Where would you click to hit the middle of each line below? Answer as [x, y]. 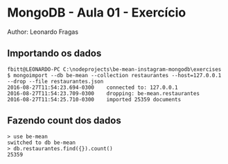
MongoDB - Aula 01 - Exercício [97, 13]
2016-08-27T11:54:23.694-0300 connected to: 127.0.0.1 [93, 88]
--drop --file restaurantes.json [55, 81]
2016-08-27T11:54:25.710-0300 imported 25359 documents [94, 99]
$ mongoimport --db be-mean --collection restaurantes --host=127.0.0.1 [114, 75]
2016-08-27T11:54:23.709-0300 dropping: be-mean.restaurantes [103, 93]
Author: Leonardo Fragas [43, 32]
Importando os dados [54, 53]
